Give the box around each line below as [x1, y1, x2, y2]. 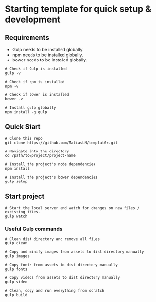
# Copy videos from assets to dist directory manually [5, 275, 120, 280]
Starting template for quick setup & [5, 3, 152, 15]
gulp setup [5, 179, 28, 184]
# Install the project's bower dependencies [5, 175, 98, 180]
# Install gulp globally [5, 105, 56, 110]
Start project [5, 192, 45, 201]
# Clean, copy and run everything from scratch [5, 288, 105, 293]
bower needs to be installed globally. [12, 57, 87, 62]
